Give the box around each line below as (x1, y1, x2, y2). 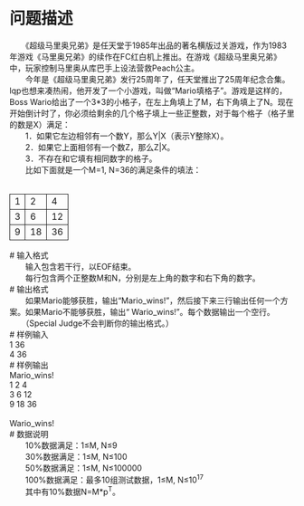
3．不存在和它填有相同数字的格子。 (24, 153, 157, 164)
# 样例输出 (9, 359, 49, 370)
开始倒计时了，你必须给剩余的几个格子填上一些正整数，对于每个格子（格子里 (9, 108, 295, 119)
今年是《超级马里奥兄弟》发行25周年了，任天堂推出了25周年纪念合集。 (24, 73, 290, 84)
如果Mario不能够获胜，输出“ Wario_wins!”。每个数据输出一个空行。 (24, 306, 276, 317)
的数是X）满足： (9, 119, 71, 129)
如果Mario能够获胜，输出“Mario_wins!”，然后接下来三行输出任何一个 (24, 295, 280, 306)
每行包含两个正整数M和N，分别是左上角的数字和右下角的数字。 (24, 272, 261, 283)
